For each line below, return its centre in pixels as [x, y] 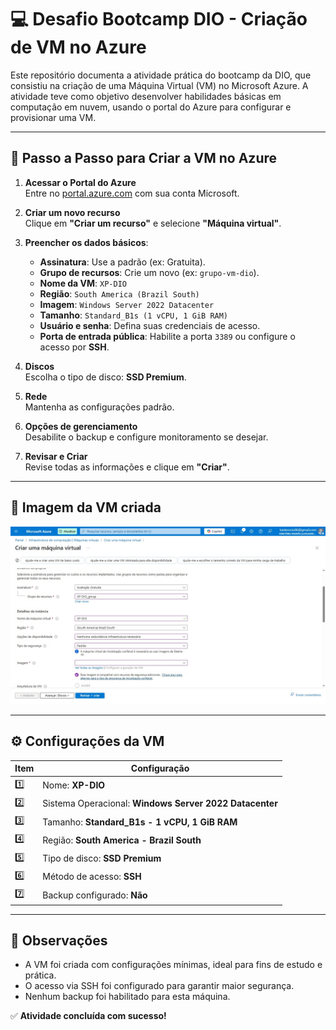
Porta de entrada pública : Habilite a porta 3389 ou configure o [167, 336]
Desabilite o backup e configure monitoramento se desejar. [146, 437]
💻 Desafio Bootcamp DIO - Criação [159, 19]
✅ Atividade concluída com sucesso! [88, 1016]
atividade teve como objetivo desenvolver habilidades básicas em [146, 96]
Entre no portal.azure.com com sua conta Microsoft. [132, 193]
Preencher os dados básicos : [86, 242]
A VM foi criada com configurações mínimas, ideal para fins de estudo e [173, 965]
